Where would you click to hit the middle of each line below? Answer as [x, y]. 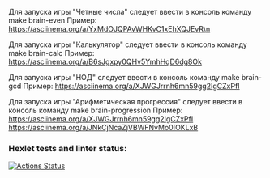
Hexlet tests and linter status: [68, 148]
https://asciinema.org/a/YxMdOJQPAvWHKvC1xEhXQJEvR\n [109, 29]
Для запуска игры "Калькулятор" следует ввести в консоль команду [128, 44]
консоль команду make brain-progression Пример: [96, 110]
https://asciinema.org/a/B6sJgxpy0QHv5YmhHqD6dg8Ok [105, 61]
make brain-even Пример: [53, 20]
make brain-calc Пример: [51, 53]
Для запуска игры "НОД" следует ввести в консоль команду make [124, 77]
